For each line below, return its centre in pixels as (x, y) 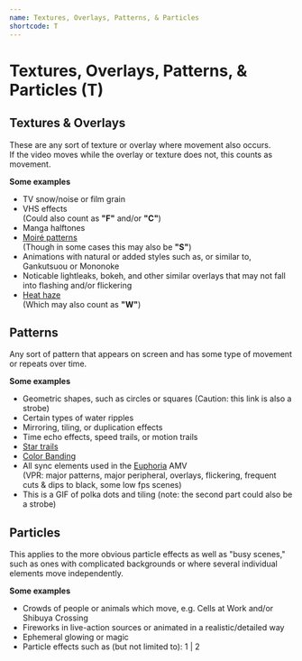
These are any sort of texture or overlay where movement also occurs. (140, 144)
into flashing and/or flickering (77, 285)
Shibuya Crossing (55, 618)
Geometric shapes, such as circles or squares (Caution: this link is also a (157, 399)
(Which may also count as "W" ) (82, 304)
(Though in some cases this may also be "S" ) (107, 247)
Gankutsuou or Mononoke (71, 266)
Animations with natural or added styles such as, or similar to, (137, 256)
